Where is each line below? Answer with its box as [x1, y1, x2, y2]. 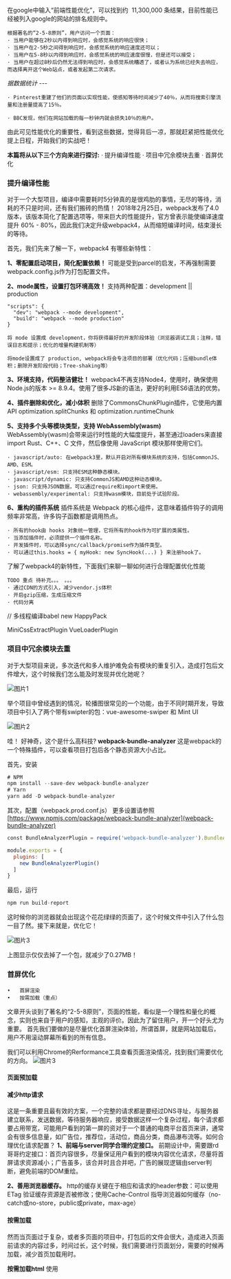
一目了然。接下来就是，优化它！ [7, 921, 98, 930]
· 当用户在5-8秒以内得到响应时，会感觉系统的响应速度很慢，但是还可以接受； [7, 52, 197, 58]
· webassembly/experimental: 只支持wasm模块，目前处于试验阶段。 [7, 491, 183, 497]
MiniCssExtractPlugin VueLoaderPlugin [7, 625, 118, 634]
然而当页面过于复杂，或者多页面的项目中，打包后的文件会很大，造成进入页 [7, 1232, 218, 1240]
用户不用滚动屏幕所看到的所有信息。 [7, 1033, 110, 1041]
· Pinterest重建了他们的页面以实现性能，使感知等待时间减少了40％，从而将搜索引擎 [7, 94, 217, 101]
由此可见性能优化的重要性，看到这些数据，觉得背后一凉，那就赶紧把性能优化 [7, 128, 224, 136]
